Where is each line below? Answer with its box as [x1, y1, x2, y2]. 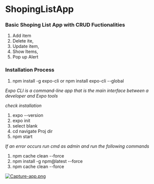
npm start [12, 133, 32, 139]
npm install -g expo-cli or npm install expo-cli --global [12, 77, 124, 83]
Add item [12, 32, 31, 38]
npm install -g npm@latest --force [12, 158, 83, 164]
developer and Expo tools [5, 92, 58, 98]
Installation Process [5, 66, 54, 73]
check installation [5, 102, 42, 108]
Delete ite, [12, 38, 34, 44]
